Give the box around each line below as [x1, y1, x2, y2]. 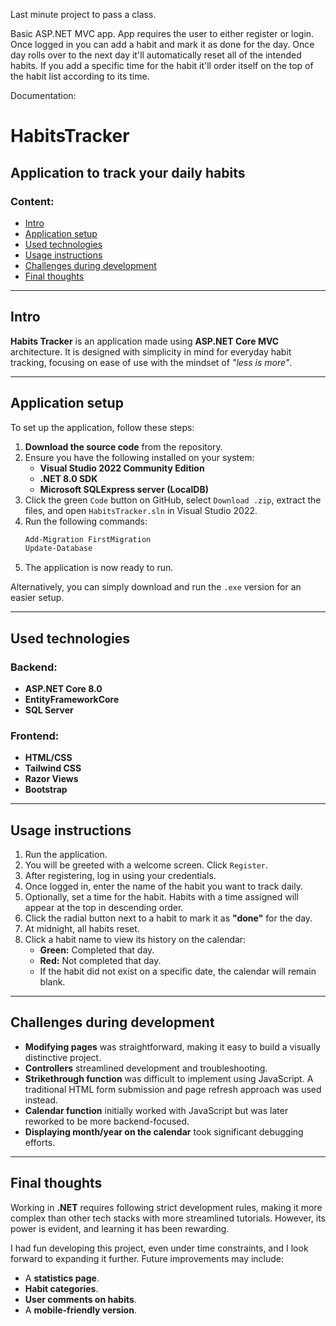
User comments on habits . [24, 1293, 137, 1305]
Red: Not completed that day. [39, 955, 162, 967]
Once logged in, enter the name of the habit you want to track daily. [24, 880, 303, 893]
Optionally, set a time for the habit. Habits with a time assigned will [24, 891, 299, 903]
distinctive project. [24, 1051, 102, 1063]
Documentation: [10, 90, 77, 101]
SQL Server [24, 704, 74, 716]
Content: [10, 194, 55, 208]
